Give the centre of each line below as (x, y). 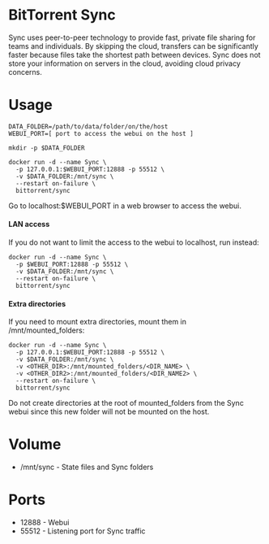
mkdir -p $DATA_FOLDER (47, 148)
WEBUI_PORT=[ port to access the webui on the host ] (101, 133)
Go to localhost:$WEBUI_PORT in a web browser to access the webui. (125, 206)
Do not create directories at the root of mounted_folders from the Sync (126, 403)
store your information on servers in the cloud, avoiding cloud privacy (125, 63)
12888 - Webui (45, 523)
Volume (35, 444)
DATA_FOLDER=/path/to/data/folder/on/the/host (88, 126)
